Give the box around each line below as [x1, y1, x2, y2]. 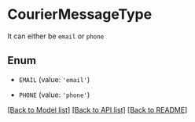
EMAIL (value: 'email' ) [18, 74, 90, 84]
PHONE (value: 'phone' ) [18, 90, 90, 99]
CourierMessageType [7, 5, 153, 23]
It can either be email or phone [7, 31, 105, 41]
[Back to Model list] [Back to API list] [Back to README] [7, 105, 188, 114]
